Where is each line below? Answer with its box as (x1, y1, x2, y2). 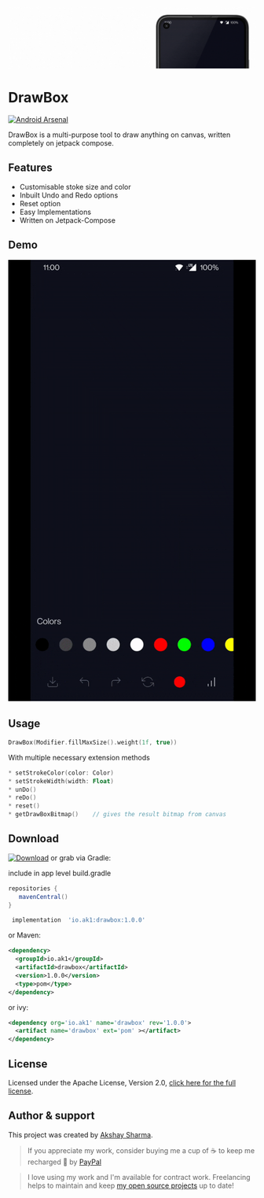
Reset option (19, 198, 61, 208)
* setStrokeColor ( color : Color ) (8, 769, 114, 777)
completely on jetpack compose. (8, 138, 114, 147)
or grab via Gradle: (50, 852, 112, 863)
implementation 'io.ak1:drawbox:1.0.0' (11, 916, 146, 924)
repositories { (8, 884, 58, 893)
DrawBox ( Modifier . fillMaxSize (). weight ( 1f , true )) (8, 738, 178, 746)
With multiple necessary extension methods (8, 752, 151, 762)
